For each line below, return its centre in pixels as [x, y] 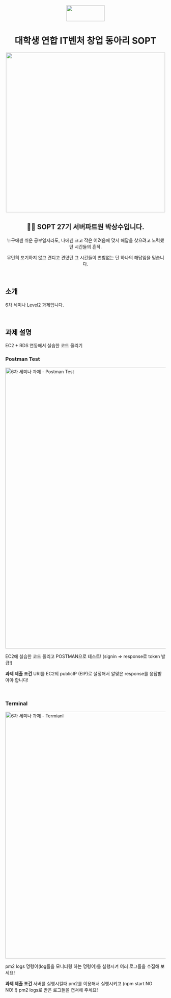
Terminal [17, 704]
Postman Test [23, 359]
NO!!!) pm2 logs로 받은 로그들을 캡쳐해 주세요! [52, 990]
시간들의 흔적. [88, 246]
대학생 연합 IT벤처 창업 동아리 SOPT [85, 41]
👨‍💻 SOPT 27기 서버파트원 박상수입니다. [85, 227]
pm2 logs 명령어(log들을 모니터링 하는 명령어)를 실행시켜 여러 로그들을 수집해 [82, 966]
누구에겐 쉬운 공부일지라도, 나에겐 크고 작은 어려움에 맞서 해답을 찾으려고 [79, 240]
